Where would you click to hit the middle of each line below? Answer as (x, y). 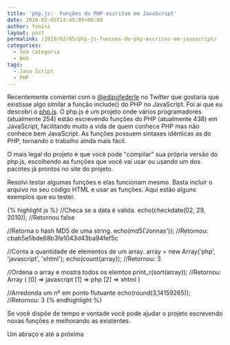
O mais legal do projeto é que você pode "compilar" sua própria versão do (113, 154)
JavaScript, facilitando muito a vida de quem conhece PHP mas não (103, 126)
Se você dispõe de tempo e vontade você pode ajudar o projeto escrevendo (115, 313)
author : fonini (29, 26)
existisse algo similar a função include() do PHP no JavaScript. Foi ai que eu (115, 105)
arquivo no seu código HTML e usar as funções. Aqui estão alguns (102, 189)
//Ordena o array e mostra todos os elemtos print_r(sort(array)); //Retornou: (114, 272)
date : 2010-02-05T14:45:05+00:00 (55, 20)
